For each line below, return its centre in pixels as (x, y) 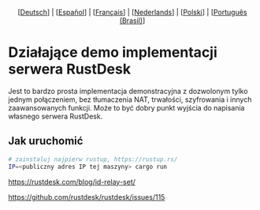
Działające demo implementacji (113, 52)
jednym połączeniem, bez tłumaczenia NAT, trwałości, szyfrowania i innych (130, 99)
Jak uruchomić (46, 141)
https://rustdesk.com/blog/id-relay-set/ (72, 182)
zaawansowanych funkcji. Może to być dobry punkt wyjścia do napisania (126, 107)
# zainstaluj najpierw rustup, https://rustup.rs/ (93, 159)
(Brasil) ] (132, 21)
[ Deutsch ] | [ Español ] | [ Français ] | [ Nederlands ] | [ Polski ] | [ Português (132, 12)
